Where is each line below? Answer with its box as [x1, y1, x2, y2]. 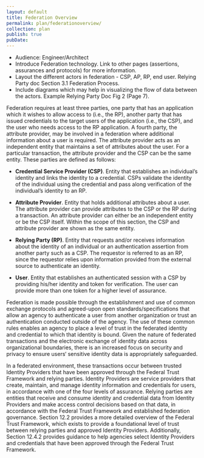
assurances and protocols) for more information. [15, 67, 137, 73]
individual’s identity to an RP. [15, 187, 87, 194]
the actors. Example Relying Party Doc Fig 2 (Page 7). [15, 92, 150, 100]
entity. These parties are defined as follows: [6, 156, 117, 163]
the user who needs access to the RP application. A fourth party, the [6, 124, 177, 131]
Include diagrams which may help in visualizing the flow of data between [15, 86, 197, 93]
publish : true [6, 32, 42, 38]
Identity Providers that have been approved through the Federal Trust [6, 369, 180, 375]
